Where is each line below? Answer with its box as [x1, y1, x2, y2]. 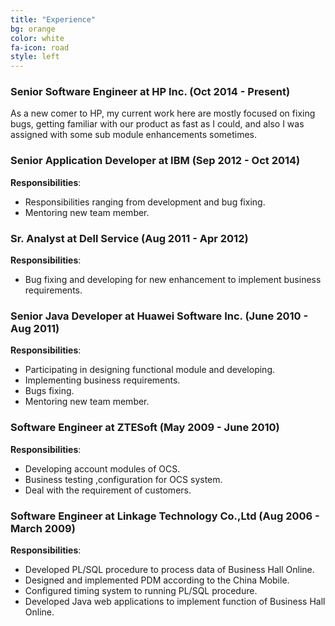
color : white [10, 33, 65, 43]
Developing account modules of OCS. [24, 462, 181, 475]
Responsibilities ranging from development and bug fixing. [24, 196, 266, 208]
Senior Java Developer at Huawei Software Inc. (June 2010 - [10, 309, 309, 323]
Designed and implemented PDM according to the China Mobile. [24, 574, 290, 586]
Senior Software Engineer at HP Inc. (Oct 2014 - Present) [10, 85, 291, 99]
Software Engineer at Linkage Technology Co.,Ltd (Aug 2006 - [10, 509, 320, 523]
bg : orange [10, 24, 56, 34]
